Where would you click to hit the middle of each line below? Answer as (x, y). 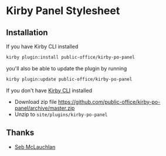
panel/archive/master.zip (45, 108)
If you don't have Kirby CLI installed (49, 90)
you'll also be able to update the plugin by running (67, 68)
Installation (27, 33)
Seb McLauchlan (35, 147)
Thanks (20, 133)
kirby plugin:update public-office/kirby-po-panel (69, 79)
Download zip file (35, 101)
